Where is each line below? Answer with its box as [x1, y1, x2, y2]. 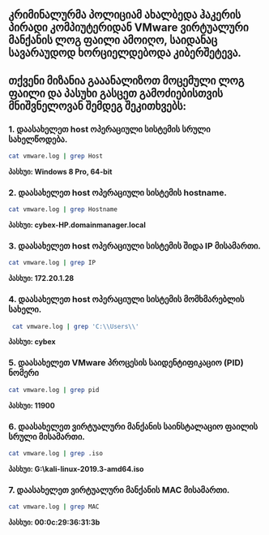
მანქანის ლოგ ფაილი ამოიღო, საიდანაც [8, 33, 218, 47]
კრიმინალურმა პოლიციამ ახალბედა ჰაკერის [8, 8, 241, 22]
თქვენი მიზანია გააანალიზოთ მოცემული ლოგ [8, 74, 245, 88]
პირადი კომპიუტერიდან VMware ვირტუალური [8, 21, 249, 35]
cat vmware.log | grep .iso [8, 449, 104, 457]
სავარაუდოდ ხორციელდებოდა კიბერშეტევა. [8, 46, 241, 60]
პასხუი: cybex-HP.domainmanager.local [8, 220, 146, 230]
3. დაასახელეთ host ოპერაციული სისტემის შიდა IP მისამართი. [8, 240, 261, 252]
